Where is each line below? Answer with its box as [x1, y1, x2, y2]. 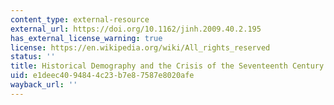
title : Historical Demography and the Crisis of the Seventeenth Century [10, 61, 325, 71]
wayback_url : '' [10, 80, 78, 90]
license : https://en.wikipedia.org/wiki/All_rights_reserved [10, 42, 271, 53]
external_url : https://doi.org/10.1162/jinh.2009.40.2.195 [10, 24, 262, 34]
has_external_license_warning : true [10, 33, 163, 43]
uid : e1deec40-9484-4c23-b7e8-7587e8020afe [10, 71, 195, 81]
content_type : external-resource [10, 14, 150, 25]
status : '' [10, 52, 56, 62]
